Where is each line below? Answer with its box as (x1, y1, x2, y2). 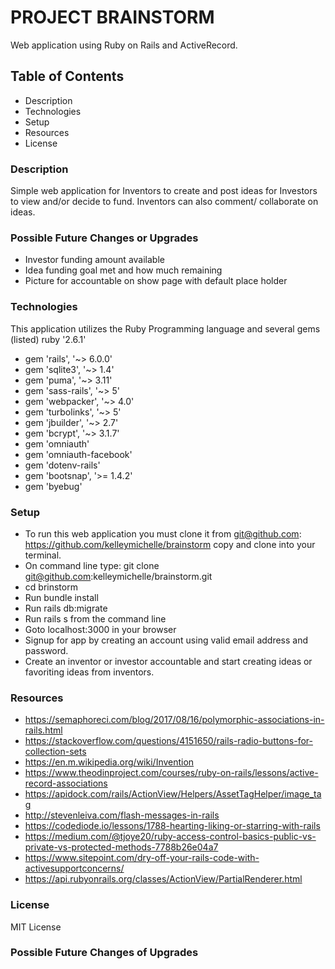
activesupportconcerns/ (24, 862, 125, 875)
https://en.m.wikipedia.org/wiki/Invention (24, 756, 195, 768)
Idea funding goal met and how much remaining (24, 264, 223, 276)
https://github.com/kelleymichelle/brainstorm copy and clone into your (24, 538, 316, 550)
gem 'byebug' (24, 480, 83, 492)
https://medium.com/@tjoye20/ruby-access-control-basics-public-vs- (24, 831, 317, 843)
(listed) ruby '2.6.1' (10, 333, 87, 345)
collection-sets (24, 746, 87, 758)
